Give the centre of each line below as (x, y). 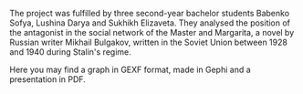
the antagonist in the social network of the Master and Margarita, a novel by (152, 32)
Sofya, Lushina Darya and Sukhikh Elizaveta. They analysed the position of (150, 23)
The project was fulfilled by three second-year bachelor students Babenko (150, 13)
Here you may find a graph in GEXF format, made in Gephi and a (130, 69)
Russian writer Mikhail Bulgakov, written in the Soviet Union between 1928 (148, 42)
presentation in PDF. (48, 79)
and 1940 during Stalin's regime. (70, 52)
